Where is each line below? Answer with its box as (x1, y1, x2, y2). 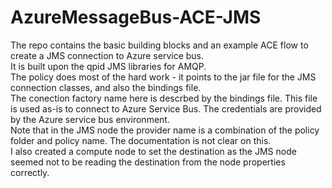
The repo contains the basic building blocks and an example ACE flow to (10, 39, 309, 51)
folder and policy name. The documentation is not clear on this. (10, 134, 272, 146)
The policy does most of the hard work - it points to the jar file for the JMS (10, 71, 317, 83)
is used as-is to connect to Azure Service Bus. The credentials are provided (10, 102, 322, 115)
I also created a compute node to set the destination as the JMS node (10, 145, 297, 157)
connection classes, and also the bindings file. (10, 81, 202, 93)
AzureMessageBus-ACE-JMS (10, 6, 262, 29)
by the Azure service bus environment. (10, 113, 170, 125)
